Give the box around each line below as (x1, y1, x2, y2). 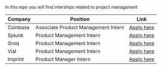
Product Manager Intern (35, 56, 91, 63)
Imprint (7, 56, 24, 63)
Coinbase (7, 24, 30, 31)
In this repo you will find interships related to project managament (5, 4, 138, 10)
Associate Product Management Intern (35, 24, 125, 31)
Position (70, 16, 90, 23)
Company (7, 16, 31, 23)
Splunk (7, 32, 24, 39)
